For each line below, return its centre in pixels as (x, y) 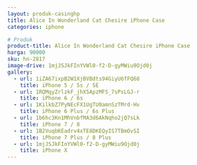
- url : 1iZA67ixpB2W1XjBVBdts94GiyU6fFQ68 (77, 79)
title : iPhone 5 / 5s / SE (59, 85)
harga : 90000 (26, 53)
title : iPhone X (44, 151)
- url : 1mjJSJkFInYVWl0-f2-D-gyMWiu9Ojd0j (77, 144)
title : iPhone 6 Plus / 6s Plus (67, 112)
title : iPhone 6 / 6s (51, 98)
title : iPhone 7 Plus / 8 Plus (66, 138)
